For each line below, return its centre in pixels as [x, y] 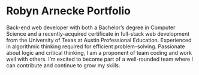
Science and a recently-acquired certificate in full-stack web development [98, 33]
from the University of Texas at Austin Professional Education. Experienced [99, 40]
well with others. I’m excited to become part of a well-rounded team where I [100, 59]
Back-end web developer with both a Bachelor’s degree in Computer [91, 27]
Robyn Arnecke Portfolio [68, 11]
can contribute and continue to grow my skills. [64, 65]
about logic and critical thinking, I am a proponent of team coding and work [99, 52]
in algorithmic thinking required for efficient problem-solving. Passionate [96, 46]
